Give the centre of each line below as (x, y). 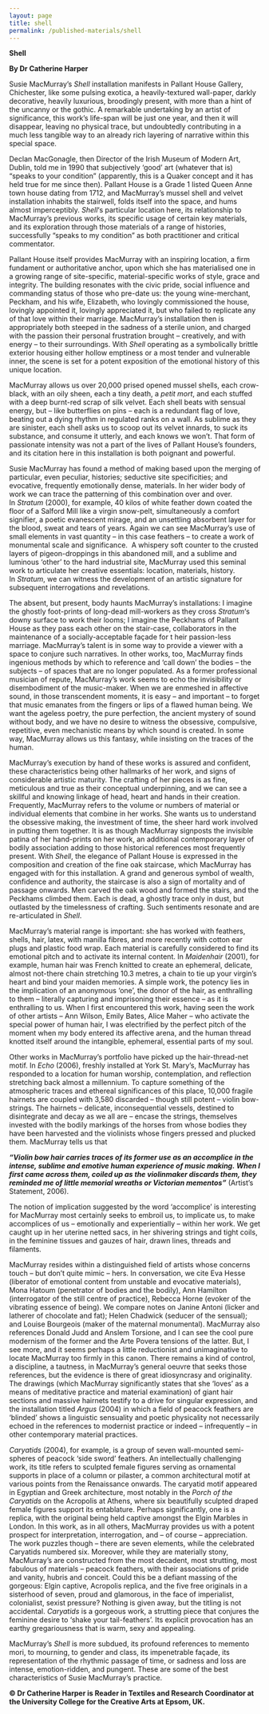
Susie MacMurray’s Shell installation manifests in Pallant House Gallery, (126, 84)
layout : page (31, 16)
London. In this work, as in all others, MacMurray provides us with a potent (132, 1526)
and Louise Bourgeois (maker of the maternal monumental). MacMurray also (134, 1324)
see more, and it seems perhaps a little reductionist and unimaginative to (129, 1350)
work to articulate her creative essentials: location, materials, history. (122, 571)
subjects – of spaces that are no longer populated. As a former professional (133, 671)
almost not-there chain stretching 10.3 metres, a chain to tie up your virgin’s (133, 974)
